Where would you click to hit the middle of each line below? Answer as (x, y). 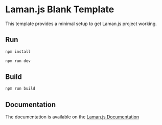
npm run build (20, 89)
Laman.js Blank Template (60, 9)
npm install (18, 51)
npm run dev (18, 61)
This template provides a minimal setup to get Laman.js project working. (81, 24)
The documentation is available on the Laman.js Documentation (72, 117)
